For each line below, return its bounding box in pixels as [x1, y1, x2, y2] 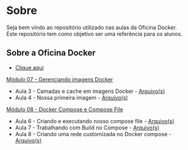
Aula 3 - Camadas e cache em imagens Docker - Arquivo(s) [15, 87, 165, 95]
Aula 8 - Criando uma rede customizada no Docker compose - [15, 130, 172, 137]
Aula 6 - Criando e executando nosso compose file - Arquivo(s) [15, 117, 175, 124]
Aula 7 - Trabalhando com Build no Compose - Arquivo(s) [15, 124, 159, 131]
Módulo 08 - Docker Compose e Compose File [6, 106, 124, 113]
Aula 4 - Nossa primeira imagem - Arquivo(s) [15, 94, 128, 101]
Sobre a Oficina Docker [6, 48, 96, 58]
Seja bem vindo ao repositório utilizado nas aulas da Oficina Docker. [6, 24, 178, 31]
